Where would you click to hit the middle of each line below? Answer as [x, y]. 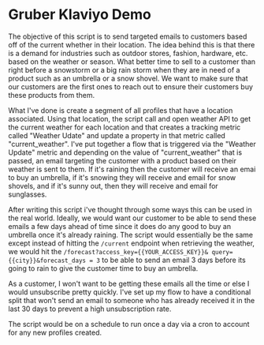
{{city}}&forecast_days [47, 261]
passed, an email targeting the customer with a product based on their [123, 160]
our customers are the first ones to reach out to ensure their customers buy [131, 86]
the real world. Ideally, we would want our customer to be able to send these [132, 218]
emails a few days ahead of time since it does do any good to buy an [119, 226]
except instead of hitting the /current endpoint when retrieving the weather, [131, 243]
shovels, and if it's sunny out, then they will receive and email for [113, 186]
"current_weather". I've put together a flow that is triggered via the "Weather [132, 144]
